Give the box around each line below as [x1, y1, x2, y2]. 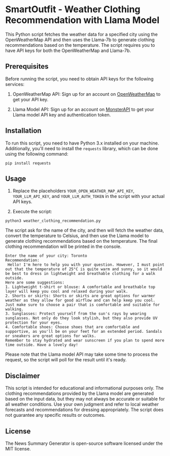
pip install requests [5, 160, 51, 166]
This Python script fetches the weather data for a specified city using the [5, 31, 158, 37]
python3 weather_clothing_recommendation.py [5, 218, 101, 223]
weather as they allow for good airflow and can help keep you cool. [5, 298, 156, 303]
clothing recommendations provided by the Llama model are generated [5, 390, 154, 396]
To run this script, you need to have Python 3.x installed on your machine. [5, 140, 159, 146]
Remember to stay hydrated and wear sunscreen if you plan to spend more [5, 338, 165, 343]
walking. [5, 307, 24, 312]
